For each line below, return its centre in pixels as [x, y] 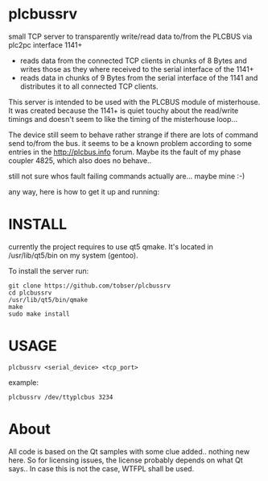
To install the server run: [49, 270]
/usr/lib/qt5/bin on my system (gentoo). [73, 255]
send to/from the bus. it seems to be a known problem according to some [130, 143]
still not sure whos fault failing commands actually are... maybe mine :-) [127, 176]
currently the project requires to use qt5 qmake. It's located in [111, 246]
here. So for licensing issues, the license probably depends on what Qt [126, 460]
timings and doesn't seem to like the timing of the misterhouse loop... [123, 119]
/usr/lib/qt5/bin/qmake [48, 299]
